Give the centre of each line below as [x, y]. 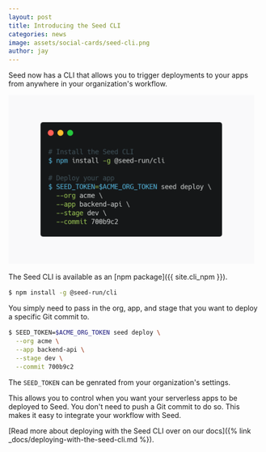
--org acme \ [38, 341]
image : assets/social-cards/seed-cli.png [79, 43]
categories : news [38, 34]
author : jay [28, 51]
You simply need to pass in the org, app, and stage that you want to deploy [133, 308]
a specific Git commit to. [49, 317]
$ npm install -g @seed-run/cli [63, 293]
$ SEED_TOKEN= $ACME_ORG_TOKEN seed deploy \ [84, 333]
